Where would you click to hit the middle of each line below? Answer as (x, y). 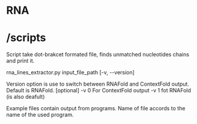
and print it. (20, 61)
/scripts (26, 38)
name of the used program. (40, 115)
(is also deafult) (26, 97)
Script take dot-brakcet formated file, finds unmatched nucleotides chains (98, 55)
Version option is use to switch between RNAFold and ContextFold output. (98, 84)
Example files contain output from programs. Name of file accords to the (96, 108)
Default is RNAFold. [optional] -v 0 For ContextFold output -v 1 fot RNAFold (98, 90)
